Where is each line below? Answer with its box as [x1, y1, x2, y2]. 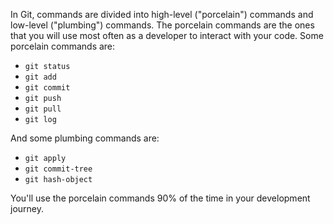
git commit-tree [24, 164, 93, 174]
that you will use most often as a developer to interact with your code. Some [10, 30, 324, 41]
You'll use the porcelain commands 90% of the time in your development [10, 192, 311, 204]
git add [24, 72, 57, 82]
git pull [24, 104, 62, 114]
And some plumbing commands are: [10, 132, 160, 144]
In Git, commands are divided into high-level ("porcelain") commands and [10, 9, 314, 20]
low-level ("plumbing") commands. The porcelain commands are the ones [10, 19, 315, 31]
